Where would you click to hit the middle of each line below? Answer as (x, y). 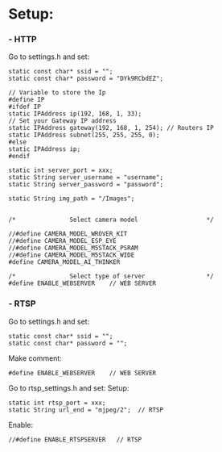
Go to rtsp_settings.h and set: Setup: (69, 387)
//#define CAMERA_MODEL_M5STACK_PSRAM (73, 248)
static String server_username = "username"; (86, 178)
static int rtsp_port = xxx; (57, 403)
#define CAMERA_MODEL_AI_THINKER (64, 262)
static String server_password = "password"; (86, 185)
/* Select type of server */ (111, 276)
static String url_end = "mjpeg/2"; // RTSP (86, 410)
